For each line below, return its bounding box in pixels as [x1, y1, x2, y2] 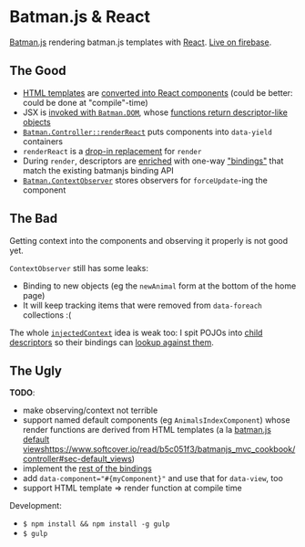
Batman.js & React [9, 6, 150, 27]
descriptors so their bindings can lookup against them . [9, 336, 214, 348]
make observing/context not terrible [22, 405, 158, 416]
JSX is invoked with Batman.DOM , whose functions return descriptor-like [22, 107, 289, 118]
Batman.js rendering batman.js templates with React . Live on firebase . [9, 37, 272, 47]
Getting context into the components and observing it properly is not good [9, 235, 289, 246]
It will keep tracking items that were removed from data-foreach [22, 300, 262, 310]
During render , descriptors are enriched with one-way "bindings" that [22, 155, 284, 166]
